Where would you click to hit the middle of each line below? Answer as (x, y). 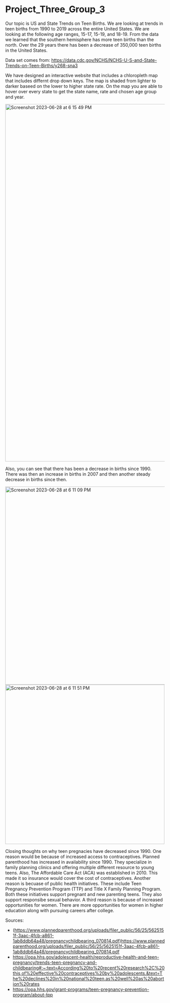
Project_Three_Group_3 (55, 9)
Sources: (15, 920)
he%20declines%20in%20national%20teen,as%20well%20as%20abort (88, 978)
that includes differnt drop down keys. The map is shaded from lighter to (81, 81)
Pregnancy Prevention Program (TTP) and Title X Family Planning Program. (83, 889)
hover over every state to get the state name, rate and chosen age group (81, 91)
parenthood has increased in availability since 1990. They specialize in (78, 862)
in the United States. (27, 50)
